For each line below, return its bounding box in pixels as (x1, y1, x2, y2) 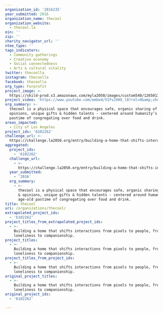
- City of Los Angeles (9, 124, 55, 129)
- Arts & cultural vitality (9, 66, 66, 71)
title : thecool (5, 201, 36, 207)
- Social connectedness (9, 61, 57, 66)
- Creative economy (9, 57, 49, 62)
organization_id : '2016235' (5, 7, 62, 12)
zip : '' (5, 35, 21, 39)
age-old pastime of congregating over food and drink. (17, 197, 131, 202)
